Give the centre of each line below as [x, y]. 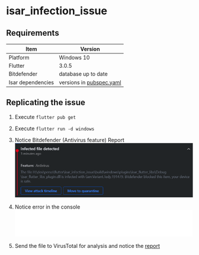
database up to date [83, 74]
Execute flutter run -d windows [54, 128]
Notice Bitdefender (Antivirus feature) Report [69, 140]
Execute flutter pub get [45, 117]
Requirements [33, 33]
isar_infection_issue [57, 11]
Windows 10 [74, 57]
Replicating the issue [46, 103]
